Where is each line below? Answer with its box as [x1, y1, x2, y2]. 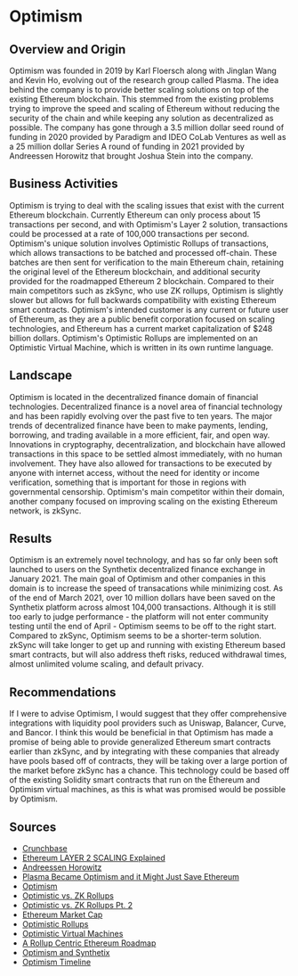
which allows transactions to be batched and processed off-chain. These [9, 247, 278, 258]
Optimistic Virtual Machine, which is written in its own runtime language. [9, 341, 274, 353]
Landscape [9, 368, 73, 383]
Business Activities [9, 176, 118, 192]
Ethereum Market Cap [21, 909, 103, 920]
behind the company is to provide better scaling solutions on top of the [9, 85, 270, 94]
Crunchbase [21, 843, 68, 854]
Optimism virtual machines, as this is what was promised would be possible [9, 784, 286, 795]
